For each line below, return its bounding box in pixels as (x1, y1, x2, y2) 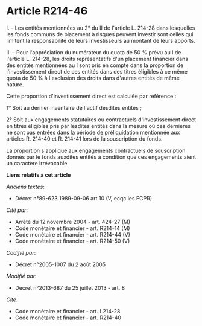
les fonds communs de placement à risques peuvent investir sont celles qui (6, 30, 194, 37)
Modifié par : (6, 272, 37, 280)
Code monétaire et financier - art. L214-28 (14, 307, 121, 315)
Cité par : (6, 206, 28, 214)
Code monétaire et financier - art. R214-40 (14, 314, 122, 321)
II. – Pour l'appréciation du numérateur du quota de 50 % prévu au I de (6, 48, 181, 56)
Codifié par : (6, 249, 36, 256)
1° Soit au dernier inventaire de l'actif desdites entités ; (6, 104, 142, 111)
